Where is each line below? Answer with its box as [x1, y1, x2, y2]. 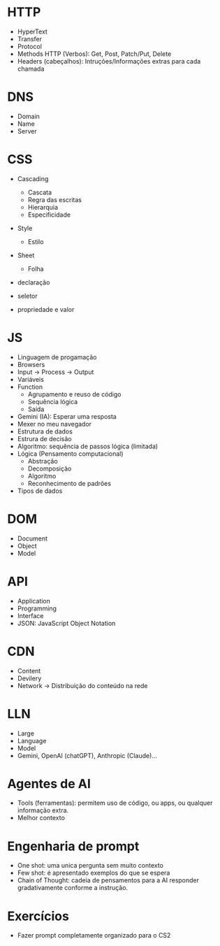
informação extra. [17, 806, 69, 815]
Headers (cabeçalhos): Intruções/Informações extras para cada [17, 57, 201, 65]
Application [17, 596, 51, 605]
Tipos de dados [17, 487, 63, 495]
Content [17, 666, 41, 675]
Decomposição [27, 464, 72, 473]
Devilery [17, 674, 42, 682]
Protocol [17, 42, 42, 50]
